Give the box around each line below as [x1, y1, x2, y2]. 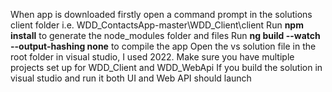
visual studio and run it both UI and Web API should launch [10, 72, 252, 84]
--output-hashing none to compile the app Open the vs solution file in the [10, 40, 317, 52]
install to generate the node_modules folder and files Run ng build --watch [10, 30, 321, 41]
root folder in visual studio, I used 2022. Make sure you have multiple [10, 51, 295, 63]
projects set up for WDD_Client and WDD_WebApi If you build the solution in [10, 62, 323, 73]
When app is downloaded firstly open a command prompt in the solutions [10, 9, 313, 20]
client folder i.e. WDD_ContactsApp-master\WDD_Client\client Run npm [10, 19, 304, 31]
